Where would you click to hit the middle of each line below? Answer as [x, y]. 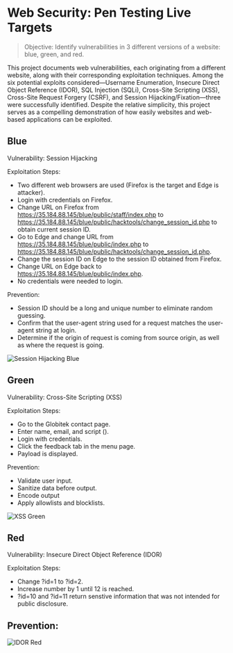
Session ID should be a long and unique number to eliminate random [115, 308]
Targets [30, 27]
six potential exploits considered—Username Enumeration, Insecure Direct [113, 82]
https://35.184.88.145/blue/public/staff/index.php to [90, 214]
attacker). [31, 192]
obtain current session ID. [54, 229]
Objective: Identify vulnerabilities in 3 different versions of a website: [122, 47]
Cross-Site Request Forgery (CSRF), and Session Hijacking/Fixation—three [114, 97]
